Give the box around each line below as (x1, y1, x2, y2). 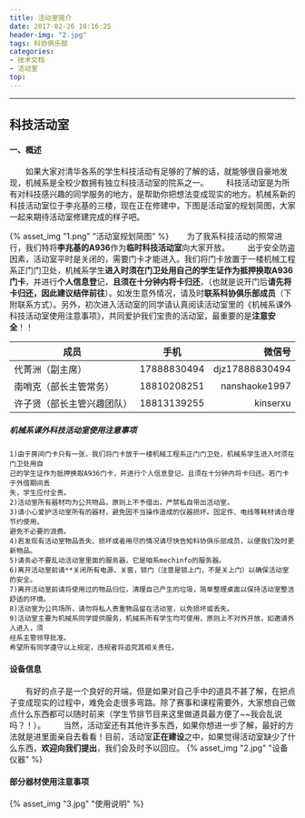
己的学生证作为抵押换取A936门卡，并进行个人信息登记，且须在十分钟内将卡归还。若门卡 (9, 470, 290, 479)
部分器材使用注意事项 (9, 776, 89, 787)
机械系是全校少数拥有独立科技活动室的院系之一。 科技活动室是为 (25, 177, 282, 188)
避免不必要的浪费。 (9, 527, 71, 537)
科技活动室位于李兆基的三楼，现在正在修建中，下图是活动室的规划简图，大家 (9, 200, 296, 211)
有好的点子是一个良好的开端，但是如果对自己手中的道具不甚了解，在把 (25, 685, 288, 696)
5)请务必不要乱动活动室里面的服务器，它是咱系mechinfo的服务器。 (9, 556, 226, 565)
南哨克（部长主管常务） (14, 380, 115, 393)
